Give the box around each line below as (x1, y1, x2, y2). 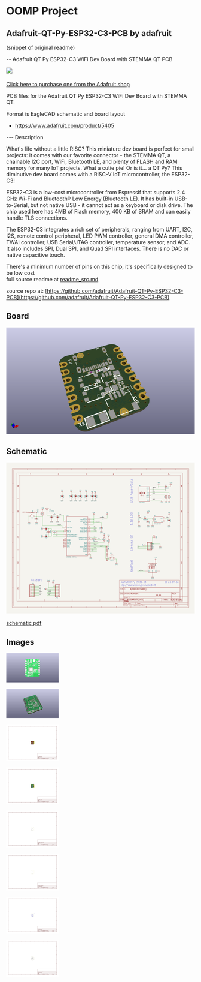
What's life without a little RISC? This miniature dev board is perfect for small (6, 145, 195, 152)
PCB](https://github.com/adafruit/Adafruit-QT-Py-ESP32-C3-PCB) (6, 294, 170, 301)
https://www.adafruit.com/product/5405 (14, 122, 115, 129)
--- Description (6, 134, 44, 140)
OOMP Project (6, 4, 78, 18)
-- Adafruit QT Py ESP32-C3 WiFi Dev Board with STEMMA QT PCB (6, 56, 173, 62)
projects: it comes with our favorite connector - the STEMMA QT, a (6, 152, 171, 158)
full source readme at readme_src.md (6, 276, 99, 283)
